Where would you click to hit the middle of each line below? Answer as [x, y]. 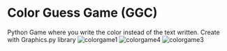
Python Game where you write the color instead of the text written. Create [113, 32]
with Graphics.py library [42, 39]
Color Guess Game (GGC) [82, 13]
